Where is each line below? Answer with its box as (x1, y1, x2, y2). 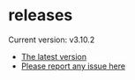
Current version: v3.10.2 (8, 34, 95, 45)
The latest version (20, 51, 87, 62)
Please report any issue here (20, 61, 125, 71)
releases (8, 5, 73, 25)
